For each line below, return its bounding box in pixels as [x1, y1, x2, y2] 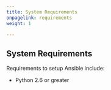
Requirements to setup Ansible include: [6, 65, 105, 72]
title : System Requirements [6, 9, 78, 15]
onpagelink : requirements [6, 15, 72, 21]
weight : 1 [6, 20, 32, 26]
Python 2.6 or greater [15, 77, 70, 84]
